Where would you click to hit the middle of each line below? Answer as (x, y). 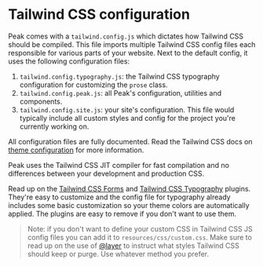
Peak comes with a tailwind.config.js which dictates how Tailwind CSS (126, 36)
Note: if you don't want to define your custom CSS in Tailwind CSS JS (140, 228)
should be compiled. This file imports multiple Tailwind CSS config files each (132, 44)
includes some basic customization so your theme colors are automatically (129, 205)
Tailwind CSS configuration (99, 15)
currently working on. (54, 126)
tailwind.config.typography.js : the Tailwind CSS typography (119, 76)
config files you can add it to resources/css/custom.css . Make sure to (140, 237)
